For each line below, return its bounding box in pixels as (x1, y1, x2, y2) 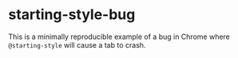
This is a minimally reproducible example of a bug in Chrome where (8, 32, 230, 41)
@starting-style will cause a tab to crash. (8, 40, 146, 49)
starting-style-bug (8, 6, 136, 24)
